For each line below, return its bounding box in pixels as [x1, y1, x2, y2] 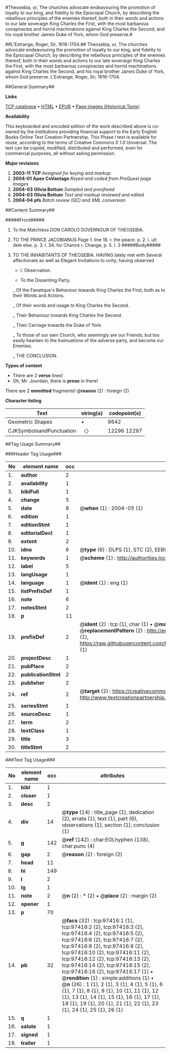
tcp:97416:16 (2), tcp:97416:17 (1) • [62, 968, 154, 975]
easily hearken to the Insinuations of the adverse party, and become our [12, 338, 164, 343]
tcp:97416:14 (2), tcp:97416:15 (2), [62, 962, 151, 968]
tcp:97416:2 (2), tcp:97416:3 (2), [62, 923, 144, 930]
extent [21, 538, 37, 545]
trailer [21, 1040, 36, 1046]
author [21, 472, 38, 478]
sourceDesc [21, 711, 51, 717]
